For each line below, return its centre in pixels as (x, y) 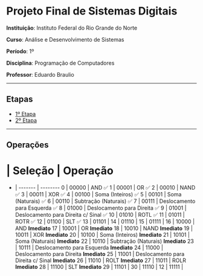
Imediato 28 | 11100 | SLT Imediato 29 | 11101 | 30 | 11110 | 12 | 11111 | (99, 267)
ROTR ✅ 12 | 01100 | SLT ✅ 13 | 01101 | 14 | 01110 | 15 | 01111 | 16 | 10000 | (105, 222)
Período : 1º (20, 51)
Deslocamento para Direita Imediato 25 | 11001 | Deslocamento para (100, 254)
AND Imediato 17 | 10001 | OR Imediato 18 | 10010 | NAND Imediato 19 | (104, 228)
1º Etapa (25, 114)
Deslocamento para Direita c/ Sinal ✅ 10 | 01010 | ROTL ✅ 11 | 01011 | (100, 215)
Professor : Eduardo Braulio (40, 74)
